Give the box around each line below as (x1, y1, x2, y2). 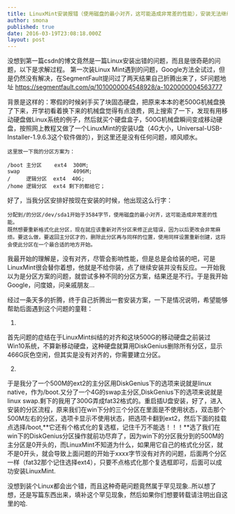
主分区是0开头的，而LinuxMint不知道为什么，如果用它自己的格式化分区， (7, 440, 218, 449)
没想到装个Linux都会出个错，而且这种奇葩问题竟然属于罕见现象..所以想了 (7, 482, 217, 490)
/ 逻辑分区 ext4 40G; (7, 176, 85, 183)
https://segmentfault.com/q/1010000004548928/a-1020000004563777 (15, 83, 222, 91)
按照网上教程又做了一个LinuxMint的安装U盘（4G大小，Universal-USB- (19, 124, 222, 133)
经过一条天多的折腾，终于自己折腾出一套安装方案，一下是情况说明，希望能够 (7, 296, 228, 304)
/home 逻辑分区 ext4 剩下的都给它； (7, 183, 106, 190)
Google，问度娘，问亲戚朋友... (7, 281, 95, 289)
